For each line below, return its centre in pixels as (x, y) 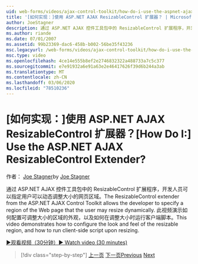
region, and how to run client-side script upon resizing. (73, 230)
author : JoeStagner (30, 22)
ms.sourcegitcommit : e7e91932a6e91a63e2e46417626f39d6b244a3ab (85, 66)
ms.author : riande (29, 34)
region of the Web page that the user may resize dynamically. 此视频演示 (94, 210)
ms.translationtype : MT (35, 72)
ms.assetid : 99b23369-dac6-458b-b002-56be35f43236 (70, 45)
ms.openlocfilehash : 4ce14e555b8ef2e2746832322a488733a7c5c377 (85, 61)
